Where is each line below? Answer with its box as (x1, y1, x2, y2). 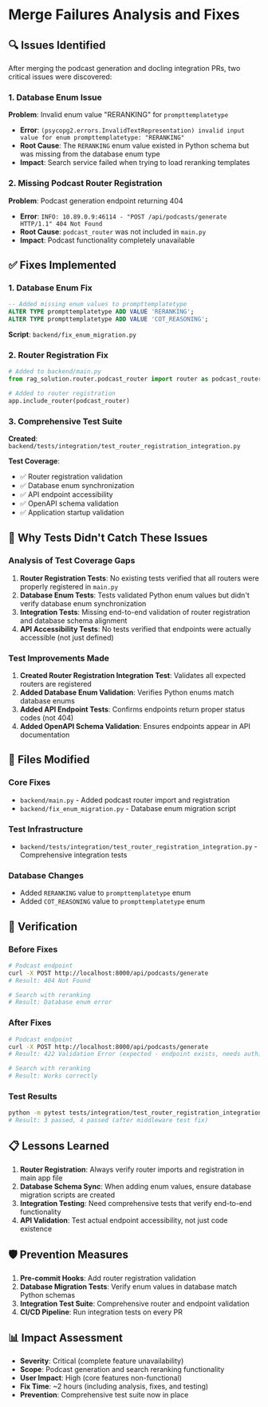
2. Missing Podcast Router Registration (8, 178, 163, 189)
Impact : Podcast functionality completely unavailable (19, 235, 195, 245)
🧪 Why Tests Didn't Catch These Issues (8, 531, 208, 545)
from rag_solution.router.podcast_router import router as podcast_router (8, 375, 262, 384)
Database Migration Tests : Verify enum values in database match (19, 1282, 238, 1291)
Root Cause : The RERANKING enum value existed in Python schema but (19, 141, 250, 151)
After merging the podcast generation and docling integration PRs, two (8, 64, 241, 73)
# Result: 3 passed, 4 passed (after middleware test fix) (8, 1117, 209, 1125)
